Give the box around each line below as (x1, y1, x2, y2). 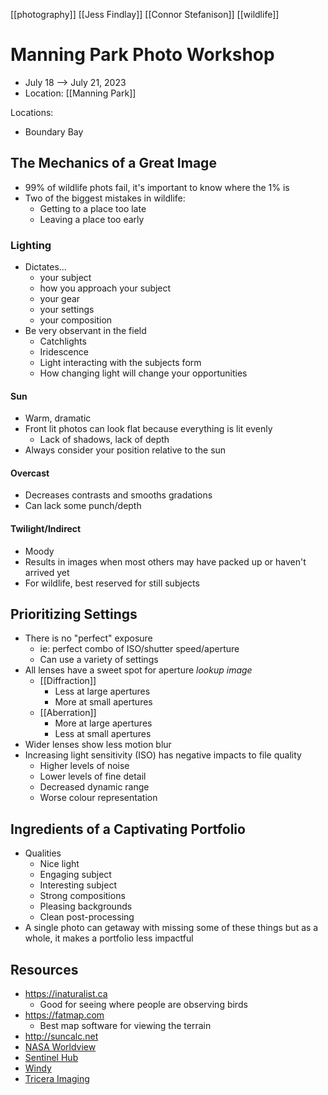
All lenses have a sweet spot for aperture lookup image (24, 664, 253, 676)
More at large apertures (54, 717, 153, 729)
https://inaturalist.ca (24, 988, 108, 1000)
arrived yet (24, 566, 70, 578)
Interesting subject (39, 879, 117, 891)
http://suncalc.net (24, 1030, 99, 1043)
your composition (39, 314, 113, 326)
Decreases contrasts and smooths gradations (24, 489, 213, 501)
